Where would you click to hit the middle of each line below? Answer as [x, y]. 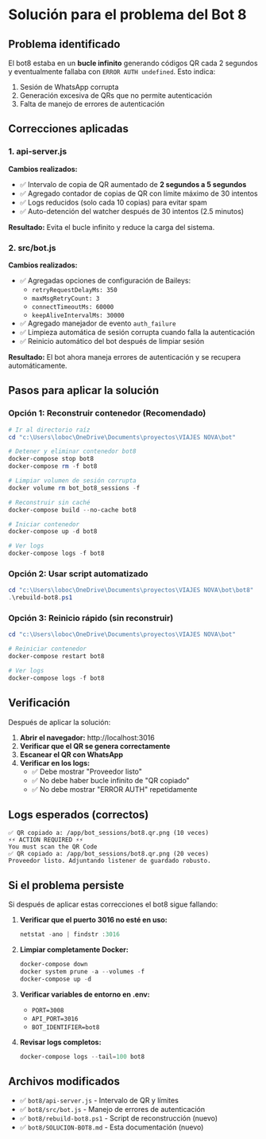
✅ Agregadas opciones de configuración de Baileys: [105, 280]
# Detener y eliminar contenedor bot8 [72, 451]
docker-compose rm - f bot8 [53, 466]
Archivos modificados [64, 1081]
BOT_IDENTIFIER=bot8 [66, 1027]
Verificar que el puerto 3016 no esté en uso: [94, 920]
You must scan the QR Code [53, 847]
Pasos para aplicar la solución [84, 390]
